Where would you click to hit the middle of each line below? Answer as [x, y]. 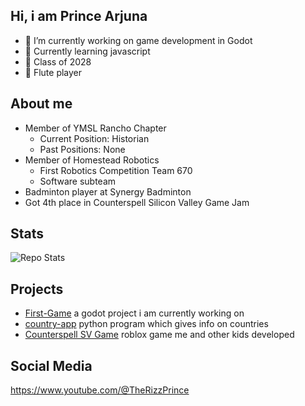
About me [41, 104]
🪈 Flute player [53, 72]
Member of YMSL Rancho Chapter [95, 128]
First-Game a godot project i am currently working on [134, 313]
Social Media [51, 365]
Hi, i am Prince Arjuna [79, 16]
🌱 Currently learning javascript [87, 51]
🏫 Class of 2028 [58, 61]
